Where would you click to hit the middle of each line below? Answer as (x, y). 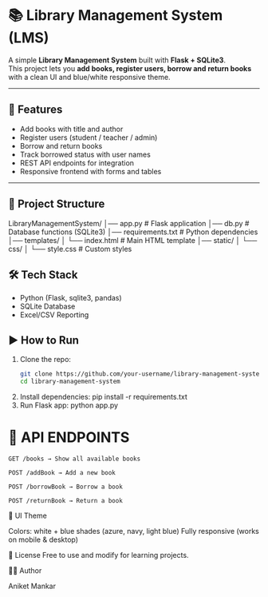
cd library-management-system (70, 382)
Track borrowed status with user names (85, 154)
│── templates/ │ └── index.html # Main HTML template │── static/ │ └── (133, 240)
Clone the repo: (45, 360)
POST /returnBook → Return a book (66, 500)
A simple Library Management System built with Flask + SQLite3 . (117, 60)
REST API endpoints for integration (77, 163)
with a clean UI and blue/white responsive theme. (89, 77)
